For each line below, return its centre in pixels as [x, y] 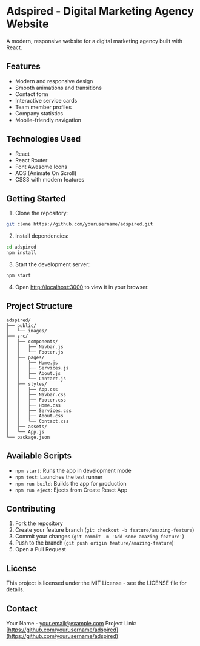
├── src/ [17, 336]
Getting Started [36, 198]
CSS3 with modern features [50, 179]
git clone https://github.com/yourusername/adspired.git [80, 224]
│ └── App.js [25, 432]
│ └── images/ [27, 331]
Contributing [31, 509]
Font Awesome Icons [41, 167]
